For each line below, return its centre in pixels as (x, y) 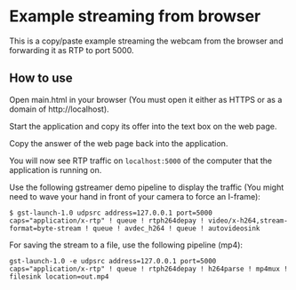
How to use (41, 78)
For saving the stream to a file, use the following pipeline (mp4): (126, 245)
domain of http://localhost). (59, 109)
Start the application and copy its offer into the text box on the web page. (143, 126)
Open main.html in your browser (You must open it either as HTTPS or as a (146, 99)
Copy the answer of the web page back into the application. (119, 143)
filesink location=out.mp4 (59, 277)
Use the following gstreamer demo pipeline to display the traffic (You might (147, 187)
